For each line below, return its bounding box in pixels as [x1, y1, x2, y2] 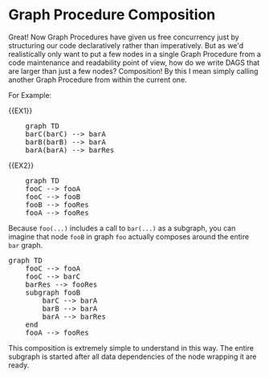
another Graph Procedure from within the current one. [8, 75, 187, 84]
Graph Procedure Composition [8, 6, 216, 24]
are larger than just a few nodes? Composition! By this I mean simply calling [8, 66, 259, 75]
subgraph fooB [25, 287, 81, 297]
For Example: [8, 90, 52, 100]
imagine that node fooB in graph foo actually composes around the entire [8, 231, 250, 242]
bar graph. [8, 240, 43, 250]
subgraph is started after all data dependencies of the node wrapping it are [8, 352, 257, 361]
